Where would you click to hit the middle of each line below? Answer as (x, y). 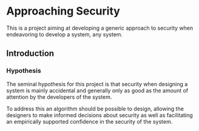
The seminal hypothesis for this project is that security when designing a (97, 84)
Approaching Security (63, 11)
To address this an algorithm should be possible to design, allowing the (95, 109)
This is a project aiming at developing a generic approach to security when (100, 28)
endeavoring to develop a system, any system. (65, 34)
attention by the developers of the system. (59, 97)
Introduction (30, 54)
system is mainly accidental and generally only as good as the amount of (97, 90)
